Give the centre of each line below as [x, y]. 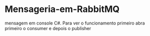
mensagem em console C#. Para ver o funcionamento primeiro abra [75, 23]
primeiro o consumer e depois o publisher [48, 28]
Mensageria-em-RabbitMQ [62, 9]
